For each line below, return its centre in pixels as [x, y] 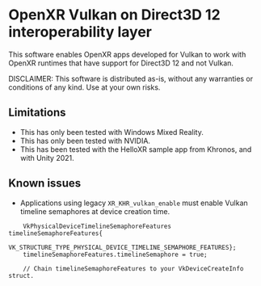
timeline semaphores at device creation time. [95, 211]
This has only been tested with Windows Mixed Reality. [112, 132]
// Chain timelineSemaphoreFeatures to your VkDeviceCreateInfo [133, 268]
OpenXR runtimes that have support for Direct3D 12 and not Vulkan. [121, 63]
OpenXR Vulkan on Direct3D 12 [114, 15]
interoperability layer [80, 32]
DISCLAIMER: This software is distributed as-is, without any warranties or [131, 78]
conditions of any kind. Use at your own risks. [84, 87]
